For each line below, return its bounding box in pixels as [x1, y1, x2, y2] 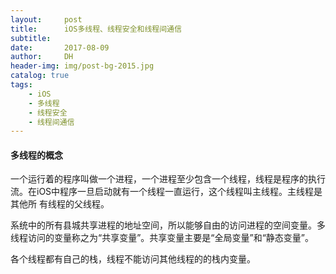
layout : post [10, 14, 83, 25]
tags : [10, 80, 33, 90]
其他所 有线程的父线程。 [10, 198, 110, 210]
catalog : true [10, 71, 70, 81]
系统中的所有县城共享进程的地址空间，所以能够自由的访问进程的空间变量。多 [10, 219, 326, 231]
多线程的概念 [10, 149, 63, 161]
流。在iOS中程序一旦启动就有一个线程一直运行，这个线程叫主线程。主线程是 [10, 186, 323, 198]
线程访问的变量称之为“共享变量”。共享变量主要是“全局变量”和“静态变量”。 [10, 232, 314, 244]
